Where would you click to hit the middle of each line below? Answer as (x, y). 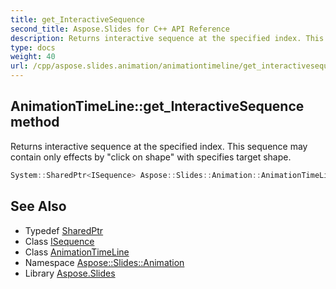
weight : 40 (33, 57)
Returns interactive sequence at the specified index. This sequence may (159, 146)
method (35, 122)
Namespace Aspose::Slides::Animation (104, 262)
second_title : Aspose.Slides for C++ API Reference (120, 29)
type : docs (33, 47)
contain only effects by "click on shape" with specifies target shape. (151, 157)
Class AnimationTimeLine (77, 252)
